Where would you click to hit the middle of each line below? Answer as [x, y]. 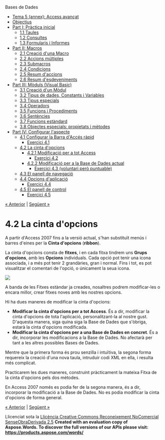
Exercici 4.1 [38, 142]
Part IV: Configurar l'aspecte [41, 132]
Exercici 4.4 [39, 184]
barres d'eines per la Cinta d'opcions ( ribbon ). [53, 243]
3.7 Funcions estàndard [43, 121]
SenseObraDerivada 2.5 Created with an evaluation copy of [66, 422]
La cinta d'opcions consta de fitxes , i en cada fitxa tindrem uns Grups [76, 252]
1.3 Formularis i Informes [45, 43]
